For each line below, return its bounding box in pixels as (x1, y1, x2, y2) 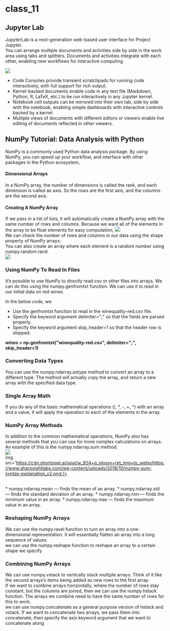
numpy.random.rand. (5, 248, 49, 255)
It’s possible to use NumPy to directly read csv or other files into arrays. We (5, 278, 162, 284)
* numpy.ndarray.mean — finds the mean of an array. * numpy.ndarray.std (5, 486, 160, 492)
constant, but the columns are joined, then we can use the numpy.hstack (5, 588, 157, 594)
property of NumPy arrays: (5, 238, 61, 244)
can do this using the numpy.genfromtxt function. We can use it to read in (5, 283, 159, 289)
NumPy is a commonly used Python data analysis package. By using (5, 148, 148, 154)
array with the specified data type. (5, 380, 77, 386)
